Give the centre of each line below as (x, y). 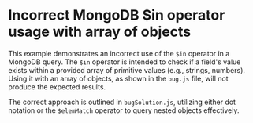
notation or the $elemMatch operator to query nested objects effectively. (124, 110)
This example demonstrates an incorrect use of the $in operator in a (119, 53)
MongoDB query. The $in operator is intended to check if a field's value (125, 62)
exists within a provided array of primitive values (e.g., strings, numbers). (127, 70)
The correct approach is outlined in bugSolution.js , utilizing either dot (122, 102)
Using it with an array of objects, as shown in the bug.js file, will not (118, 78)
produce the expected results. (57, 87)
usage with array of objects (100, 32)
